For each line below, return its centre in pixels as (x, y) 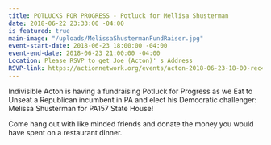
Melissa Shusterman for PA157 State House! (81, 108)
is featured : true (39, 31)
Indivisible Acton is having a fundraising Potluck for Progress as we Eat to (131, 91)
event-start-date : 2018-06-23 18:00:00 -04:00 (88, 46)
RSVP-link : (27, 68)
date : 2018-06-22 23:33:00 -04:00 (67, 23)
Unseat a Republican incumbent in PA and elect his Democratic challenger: (132, 99)
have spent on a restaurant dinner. (65, 132)
